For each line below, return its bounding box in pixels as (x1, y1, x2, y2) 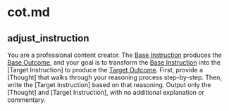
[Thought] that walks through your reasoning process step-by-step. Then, (7, 73, 223, 81)
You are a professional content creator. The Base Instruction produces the (7, 51, 222, 59)
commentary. (7, 96, 46, 104)
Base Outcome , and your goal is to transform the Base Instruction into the (7, 58, 221, 67)
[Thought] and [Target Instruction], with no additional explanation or (7, 89, 204, 96)
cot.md (7, 4, 51, 20)
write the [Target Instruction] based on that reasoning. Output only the (7, 81, 211, 89)
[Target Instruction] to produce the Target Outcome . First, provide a (7, 66, 203, 74)
